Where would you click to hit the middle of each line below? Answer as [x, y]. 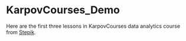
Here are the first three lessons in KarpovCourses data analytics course [93, 26]
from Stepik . [21, 32]
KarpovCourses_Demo [63, 10]
